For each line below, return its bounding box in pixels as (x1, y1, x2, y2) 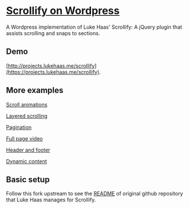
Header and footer (6, 146, 51, 153)
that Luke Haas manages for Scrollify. (6, 196, 96, 203)
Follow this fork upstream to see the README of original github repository (6, 190, 183, 197)
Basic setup (6, 174, 50, 184)
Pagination (6, 124, 32, 131)
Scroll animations (6, 101, 48, 108)
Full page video (6, 135, 43, 142)
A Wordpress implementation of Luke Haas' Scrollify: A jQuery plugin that (6, 23, 183, 30)
